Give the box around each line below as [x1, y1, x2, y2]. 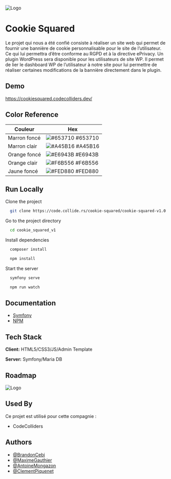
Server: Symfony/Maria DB [5, 356, 62, 363]
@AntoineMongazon [12, 462, 56, 469]
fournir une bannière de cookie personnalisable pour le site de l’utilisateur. [5, 45, 162, 51]
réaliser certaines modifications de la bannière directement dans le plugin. [5, 67, 162, 73]
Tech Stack [5, 332, 42, 341]
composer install [10, 247, 47, 252]
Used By [5, 400, 33, 408]
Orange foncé [8, 151, 41, 158]
